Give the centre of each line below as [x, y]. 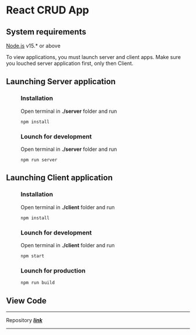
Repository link [24, 320]
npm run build [38, 283]
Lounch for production [53, 271]
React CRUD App [48, 10]
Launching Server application [61, 82]
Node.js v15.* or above [33, 46]
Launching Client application [59, 178]
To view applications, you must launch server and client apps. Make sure [93, 57]
